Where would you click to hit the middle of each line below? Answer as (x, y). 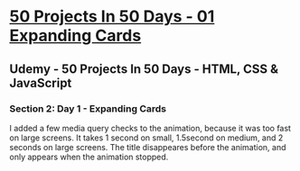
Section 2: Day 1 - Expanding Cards (88, 108)
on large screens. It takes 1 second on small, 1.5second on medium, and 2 (146, 138)
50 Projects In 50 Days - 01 (112, 17)
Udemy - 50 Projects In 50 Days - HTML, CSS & (144, 69)
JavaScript (41, 83)
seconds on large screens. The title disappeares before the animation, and (148, 147)
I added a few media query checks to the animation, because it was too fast (150, 128)
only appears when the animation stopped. (89, 157)
